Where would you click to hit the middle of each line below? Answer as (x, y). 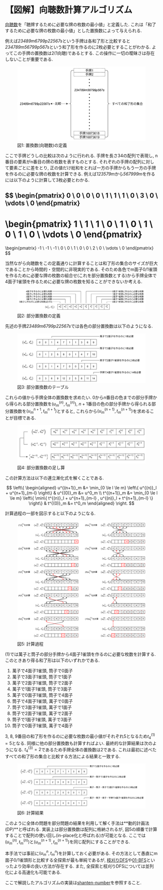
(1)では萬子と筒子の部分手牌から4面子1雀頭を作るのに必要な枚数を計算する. (81, 654)
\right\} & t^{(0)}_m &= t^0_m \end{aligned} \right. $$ (81, 503)
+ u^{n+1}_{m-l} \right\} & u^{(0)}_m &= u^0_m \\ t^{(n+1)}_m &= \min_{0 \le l (81, 493)
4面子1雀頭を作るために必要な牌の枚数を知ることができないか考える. (74, 282)
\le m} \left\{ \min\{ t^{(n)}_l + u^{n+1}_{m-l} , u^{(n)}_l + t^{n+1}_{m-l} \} (81, 498)
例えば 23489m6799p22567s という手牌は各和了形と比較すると (68, 41)
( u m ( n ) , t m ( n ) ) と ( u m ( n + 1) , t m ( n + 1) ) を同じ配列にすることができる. (68, 842)
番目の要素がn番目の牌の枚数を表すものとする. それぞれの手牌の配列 (73, 162)
